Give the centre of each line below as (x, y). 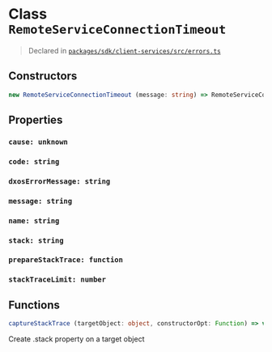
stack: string (36, 240)
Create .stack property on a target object (76, 339)
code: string (34, 161)
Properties (36, 120)
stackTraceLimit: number (57, 280)
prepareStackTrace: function (66, 260)
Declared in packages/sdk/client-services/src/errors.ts (124, 50)
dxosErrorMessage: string (59, 181)
